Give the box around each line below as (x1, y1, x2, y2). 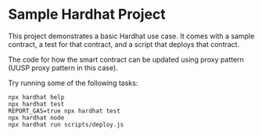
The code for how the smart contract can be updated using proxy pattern (8, 55, 244, 64)
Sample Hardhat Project (8, 5, 166, 23)
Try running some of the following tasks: (8, 78, 138, 88)
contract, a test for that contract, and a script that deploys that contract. (8, 39, 240, 48)
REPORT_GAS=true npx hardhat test (8, 107, 121, 115)
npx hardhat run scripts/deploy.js (8, 120, 124, 128)
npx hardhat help (8, 93, 65, 101)
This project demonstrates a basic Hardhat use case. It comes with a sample (8, 31, 255, 41)
